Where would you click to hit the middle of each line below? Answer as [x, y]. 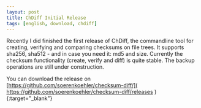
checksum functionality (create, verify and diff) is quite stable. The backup [100, 60]
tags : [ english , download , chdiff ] [52, 23]
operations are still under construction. [55, 67]
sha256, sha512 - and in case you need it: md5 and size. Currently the [95, 54]
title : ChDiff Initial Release [46, 18]
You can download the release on [48, 79]
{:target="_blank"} [29, 98]
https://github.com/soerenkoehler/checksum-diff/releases [80, 92]
